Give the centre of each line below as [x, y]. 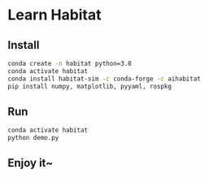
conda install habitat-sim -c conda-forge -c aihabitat [104, 79]
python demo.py [33, 138]
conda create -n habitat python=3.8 [70, 63]
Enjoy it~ [30, 163]
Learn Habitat [55, 15]
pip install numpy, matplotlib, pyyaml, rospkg [90, 86]
